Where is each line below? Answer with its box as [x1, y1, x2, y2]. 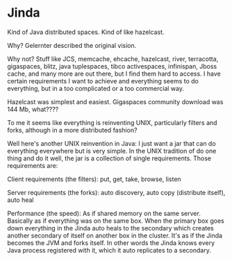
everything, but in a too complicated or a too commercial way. [7, 84, 185, 92]
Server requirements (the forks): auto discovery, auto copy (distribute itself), [7, 188, 226, 196]
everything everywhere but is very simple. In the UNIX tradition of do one [7, 146, 217, 155]
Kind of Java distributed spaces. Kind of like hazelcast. [7, 28, 165, 36]
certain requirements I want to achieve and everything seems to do [7, 76, 199, 85]
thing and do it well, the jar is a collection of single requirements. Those [7, 154, 212, 162]
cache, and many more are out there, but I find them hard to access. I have [7, 69, 221, 78]
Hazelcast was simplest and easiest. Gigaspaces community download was [7, 97, 224, 106]
